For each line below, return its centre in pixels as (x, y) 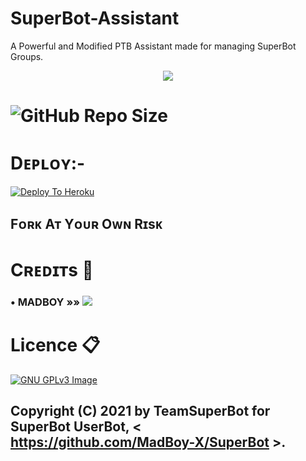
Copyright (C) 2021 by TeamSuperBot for (140, 410)
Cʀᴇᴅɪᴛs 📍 (52, 269)
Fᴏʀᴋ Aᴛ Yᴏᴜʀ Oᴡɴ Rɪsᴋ (86, 224)
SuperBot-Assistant (95, 18)
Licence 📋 (55, 344)
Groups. (27, 56)
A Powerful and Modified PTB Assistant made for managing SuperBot (153, 46)
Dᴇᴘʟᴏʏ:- (48, 163)
